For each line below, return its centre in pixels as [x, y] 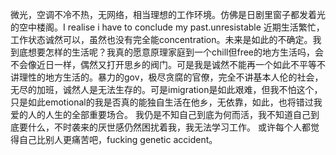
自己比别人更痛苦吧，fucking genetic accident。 [118, 139]
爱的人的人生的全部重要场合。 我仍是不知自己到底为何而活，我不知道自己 [160, 114]
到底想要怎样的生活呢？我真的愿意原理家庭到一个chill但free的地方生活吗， [162, 52]
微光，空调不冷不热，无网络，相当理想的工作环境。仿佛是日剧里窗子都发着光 [168, 14]
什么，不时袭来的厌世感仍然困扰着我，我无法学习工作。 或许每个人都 [169, 127]
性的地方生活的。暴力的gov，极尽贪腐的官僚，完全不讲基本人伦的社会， [175, 77]
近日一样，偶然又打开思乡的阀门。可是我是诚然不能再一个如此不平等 [176, 64]
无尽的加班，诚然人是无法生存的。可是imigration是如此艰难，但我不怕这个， [166, 89]
